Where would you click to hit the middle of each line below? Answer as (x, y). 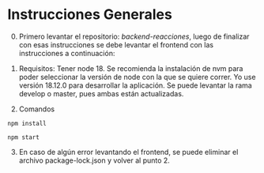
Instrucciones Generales (90, 15)
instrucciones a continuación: (67, 53)
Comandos (37, 109)
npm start (24, 137)
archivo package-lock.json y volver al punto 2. (94, 160)
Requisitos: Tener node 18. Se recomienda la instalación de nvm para (131, 68)
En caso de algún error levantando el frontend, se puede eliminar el (128, 152)
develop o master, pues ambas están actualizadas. (101, 93)
